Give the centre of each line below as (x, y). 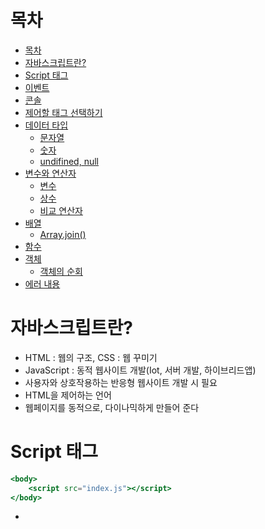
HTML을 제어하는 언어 (68, 395)
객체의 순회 (61, 271)
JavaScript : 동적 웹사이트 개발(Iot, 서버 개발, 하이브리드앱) (140, 370)
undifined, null (69, 161)
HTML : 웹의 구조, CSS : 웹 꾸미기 (91, 357)
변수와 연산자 (50, 173)
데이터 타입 (46, 125)
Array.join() (63, 234)
